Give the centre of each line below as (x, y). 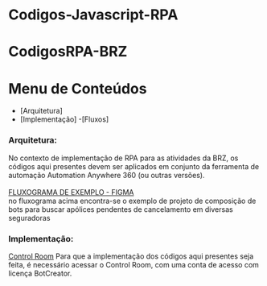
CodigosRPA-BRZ (68, 52)
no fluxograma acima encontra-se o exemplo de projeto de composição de (132, 201)
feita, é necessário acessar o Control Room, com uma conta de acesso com (134, 264)
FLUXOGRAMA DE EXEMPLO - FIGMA (71, 192)
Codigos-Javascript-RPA (93, 15)
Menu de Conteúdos (78, 88)
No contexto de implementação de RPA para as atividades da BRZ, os (123, 158)
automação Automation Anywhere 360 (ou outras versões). (107, 175)
